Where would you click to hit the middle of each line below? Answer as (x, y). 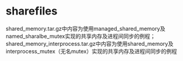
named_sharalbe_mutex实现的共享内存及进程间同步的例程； (81, 36)
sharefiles (32, 11)
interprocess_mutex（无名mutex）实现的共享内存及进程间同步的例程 (91, 51)
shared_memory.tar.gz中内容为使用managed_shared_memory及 (85, 28)
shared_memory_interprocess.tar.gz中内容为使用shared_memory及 (90, 43)
